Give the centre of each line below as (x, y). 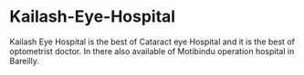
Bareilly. (24, 61)
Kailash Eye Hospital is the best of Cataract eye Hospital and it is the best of (152, 42)
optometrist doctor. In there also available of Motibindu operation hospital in (152, 51)
